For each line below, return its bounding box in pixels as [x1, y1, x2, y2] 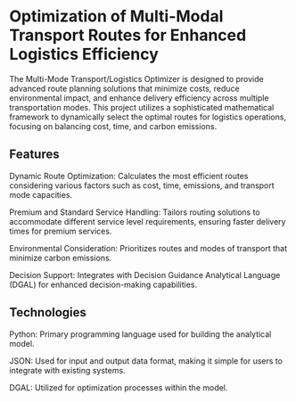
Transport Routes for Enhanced [9, 25, 247, 45]
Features [9, 147, 60, 162]
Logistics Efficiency [9, 45, 159, 64]
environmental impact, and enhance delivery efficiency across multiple [9, 92, 269, 103]
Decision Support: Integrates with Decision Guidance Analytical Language [9, 269, 281, 280]
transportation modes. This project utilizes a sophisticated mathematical [9, 102, 275, 112]
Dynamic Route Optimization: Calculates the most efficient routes [9, 170, 249, 181]
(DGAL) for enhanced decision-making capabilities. [9, 279, 198, 290]
